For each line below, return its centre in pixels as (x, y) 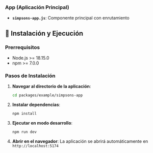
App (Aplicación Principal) (37, 7)
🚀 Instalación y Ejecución (44, 33)
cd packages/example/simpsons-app (47, 95)
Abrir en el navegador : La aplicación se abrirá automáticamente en (80, 141)
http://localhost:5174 (35, 146)
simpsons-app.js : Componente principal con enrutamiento (71, 18)
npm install (24, 114)
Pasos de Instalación (30, 76)
